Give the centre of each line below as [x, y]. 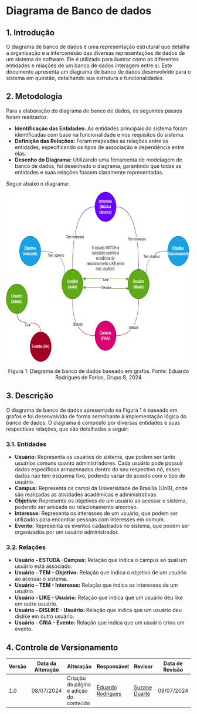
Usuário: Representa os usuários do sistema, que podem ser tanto [95, 457]
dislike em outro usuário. [44, 616]
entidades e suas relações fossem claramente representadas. [89, 172]
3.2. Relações [26, 547]
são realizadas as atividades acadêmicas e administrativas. [86, 494]
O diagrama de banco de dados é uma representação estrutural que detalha [98, 47]
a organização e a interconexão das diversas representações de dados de [96, 53]
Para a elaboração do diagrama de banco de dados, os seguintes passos [94, 111]
